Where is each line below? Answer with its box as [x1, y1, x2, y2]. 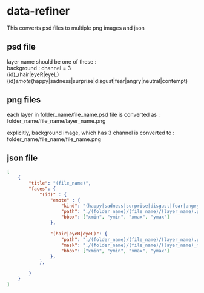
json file [7, 153, 38, 163]
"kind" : [61, 203, 81, 209]
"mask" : [61, 242, 81, 248]
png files [7, 95, 41, 105]
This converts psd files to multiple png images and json [7, 24, 145, 31]
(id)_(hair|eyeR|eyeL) [7, 71, 59, 78]
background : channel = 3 [7, 64, 71, 71]
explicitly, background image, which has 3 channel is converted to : [7, 129, 175, 136]
